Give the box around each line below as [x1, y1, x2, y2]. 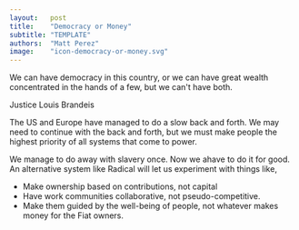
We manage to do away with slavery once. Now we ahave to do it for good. [9, 154, 291, 165]
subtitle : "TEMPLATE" [9, 30, 92, 39]
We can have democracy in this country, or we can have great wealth [9, 72, 269, 83]
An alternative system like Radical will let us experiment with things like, [9, 164, 277, 175]
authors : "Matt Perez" [9, 38, 100, 48]
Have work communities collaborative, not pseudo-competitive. [22, 191, 261, 202]
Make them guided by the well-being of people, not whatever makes [22, 201, 279, 212]
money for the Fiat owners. [22, 210, 125, 221]
